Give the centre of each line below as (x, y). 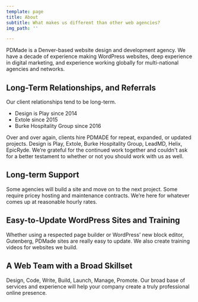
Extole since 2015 (36, 120)
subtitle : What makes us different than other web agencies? (83, 23)
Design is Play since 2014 (46, 114)
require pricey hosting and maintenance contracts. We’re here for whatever (98, 195)
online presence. (27, 293)
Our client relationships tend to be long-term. (61, 102)
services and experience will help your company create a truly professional (98, 286)
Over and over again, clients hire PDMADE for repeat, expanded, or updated (99, 137)
